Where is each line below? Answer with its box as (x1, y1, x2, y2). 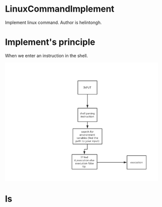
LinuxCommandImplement (5, 3, 115, 15)
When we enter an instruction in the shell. (5, 53, 88, 58)
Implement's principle (5, 37, 96, 48)
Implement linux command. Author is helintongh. (5, 19, 102, 25)
